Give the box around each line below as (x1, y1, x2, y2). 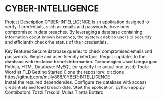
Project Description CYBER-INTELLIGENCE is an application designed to (5, 19, 149, 25)
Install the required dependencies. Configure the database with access (5, 79, 147, 85)
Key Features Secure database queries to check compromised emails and (5, 49, 152, 54)
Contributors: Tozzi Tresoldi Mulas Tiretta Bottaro (5, 89, 104, 95)
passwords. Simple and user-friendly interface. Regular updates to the (5, 53, 146, 59)
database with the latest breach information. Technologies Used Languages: (5, 59, 158, 64)
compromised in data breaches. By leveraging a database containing (5, 29, 143, 35)
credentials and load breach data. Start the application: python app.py (5, 84, 145, 90)
